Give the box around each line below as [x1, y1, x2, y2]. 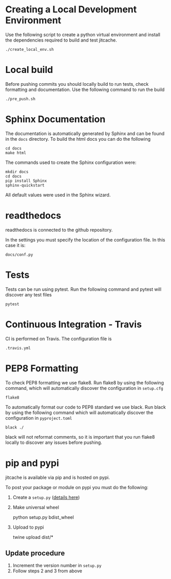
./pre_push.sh [5, 96, 36, 101]
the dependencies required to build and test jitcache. [5, 37, 117, 43]
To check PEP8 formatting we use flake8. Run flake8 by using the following [5, 379, 164, 386]
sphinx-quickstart [5, 182, 45, 188]
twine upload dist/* [12, 534, 53, 540]
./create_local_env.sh [5, 47, 54, 52]
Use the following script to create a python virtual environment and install [5, 31, 161, 38]
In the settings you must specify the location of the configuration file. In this [5, 236, 165, 242]
